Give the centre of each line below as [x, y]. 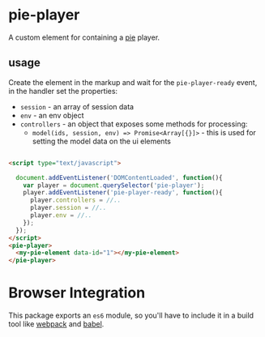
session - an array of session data [77, 106]
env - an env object [52, 115]
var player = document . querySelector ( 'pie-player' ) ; [114, 185]
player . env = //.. [61, 215]
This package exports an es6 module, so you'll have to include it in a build [131, 316]
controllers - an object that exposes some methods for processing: [134, 124]
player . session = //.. [68, 208]
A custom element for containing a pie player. [84, 37]
